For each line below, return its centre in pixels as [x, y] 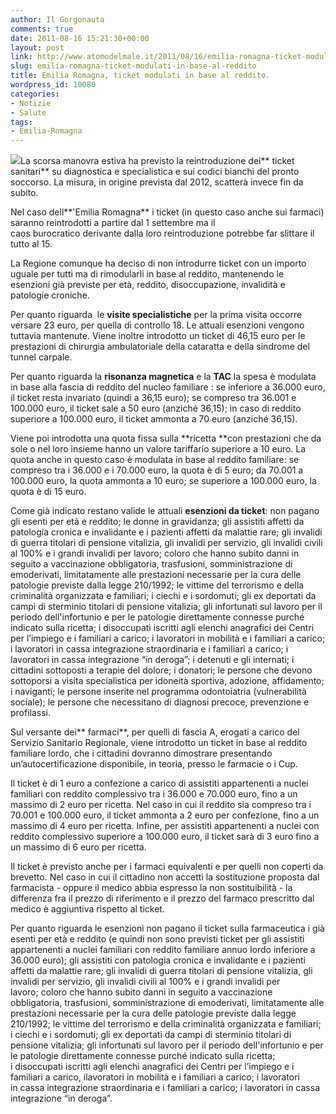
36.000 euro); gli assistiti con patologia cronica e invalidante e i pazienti [158, 960]
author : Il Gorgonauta [57, 19]
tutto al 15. [31, 244]
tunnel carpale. [41, 357]
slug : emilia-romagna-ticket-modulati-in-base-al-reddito [133, 66]
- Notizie [31, 103]
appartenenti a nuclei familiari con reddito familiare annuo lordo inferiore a [163, 950]
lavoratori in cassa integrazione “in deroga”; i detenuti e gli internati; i [152, 660]
